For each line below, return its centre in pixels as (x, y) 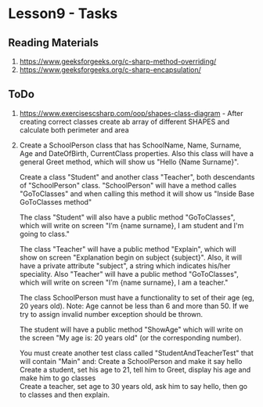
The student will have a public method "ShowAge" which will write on (131, 329)
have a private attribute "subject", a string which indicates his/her (125, 265)
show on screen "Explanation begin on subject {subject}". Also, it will (131, 257)
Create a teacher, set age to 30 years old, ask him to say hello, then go (133, 386)
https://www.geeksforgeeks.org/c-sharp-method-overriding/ (118, 61)
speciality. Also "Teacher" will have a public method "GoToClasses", (129, 274)
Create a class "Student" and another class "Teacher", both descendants (137, 176)
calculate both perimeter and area (74, 129)
